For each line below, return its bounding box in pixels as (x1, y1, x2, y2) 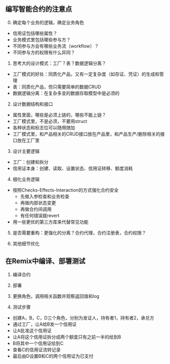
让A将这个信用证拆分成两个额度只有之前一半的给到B (12, 333, 121, 340)
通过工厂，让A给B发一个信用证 (12, 321, 77, 327)
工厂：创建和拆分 (12, 159, 49, 165)
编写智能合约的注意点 (5, 5, 72, 14)
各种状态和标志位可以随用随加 (12, 124, 75, 131)
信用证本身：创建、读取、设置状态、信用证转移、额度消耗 (12, 165, 133, 171)
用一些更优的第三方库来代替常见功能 (12, 219, 89, 225)
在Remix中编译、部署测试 (5, 257, 86, 266)
